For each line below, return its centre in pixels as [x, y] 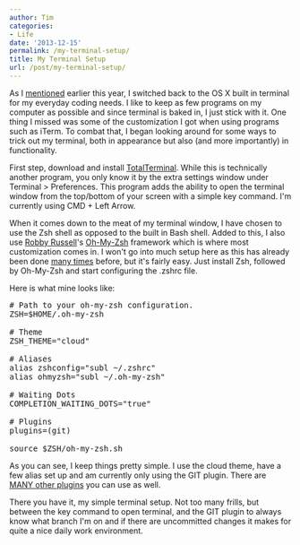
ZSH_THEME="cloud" [50, 341]
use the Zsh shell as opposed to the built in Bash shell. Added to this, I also [147, 232]
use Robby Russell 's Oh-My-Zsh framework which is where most [129, 242]
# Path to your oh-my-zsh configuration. [102, 305]
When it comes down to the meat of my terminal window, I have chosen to [146, 223]
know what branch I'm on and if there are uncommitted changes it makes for [150, 521]
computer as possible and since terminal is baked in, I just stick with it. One [148, 112]
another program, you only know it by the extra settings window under [139, 177]
